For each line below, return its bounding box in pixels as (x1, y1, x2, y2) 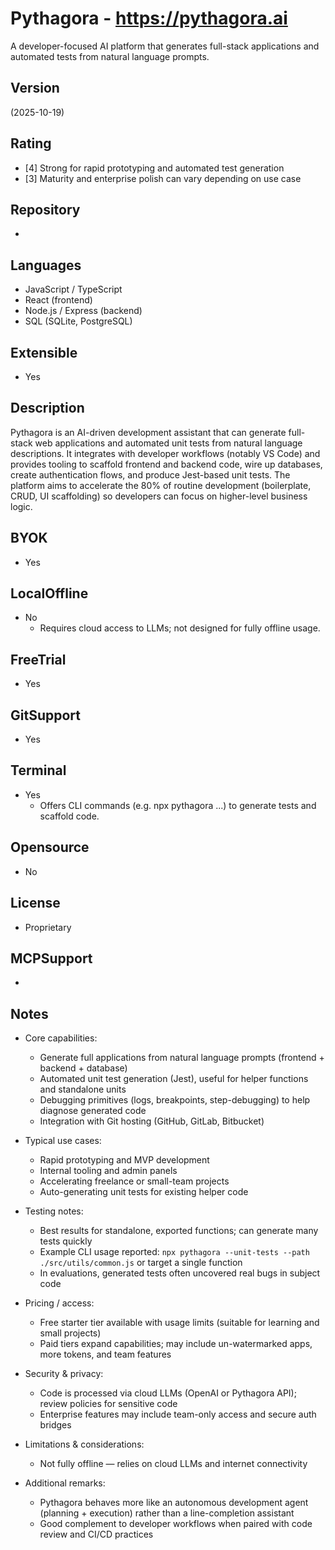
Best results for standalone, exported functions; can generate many (39, 1225, 319, 1237)
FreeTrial (10, 651, 67, 668)
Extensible (10, 344, 78, 361)
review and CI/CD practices (39, 1528, 154, 1541)
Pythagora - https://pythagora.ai (10, 7, 288, 30)
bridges (39, 1419, 72, 1431)
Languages (10, 257, 82, 274)
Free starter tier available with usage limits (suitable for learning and (39, 1317, 320, 1329)
